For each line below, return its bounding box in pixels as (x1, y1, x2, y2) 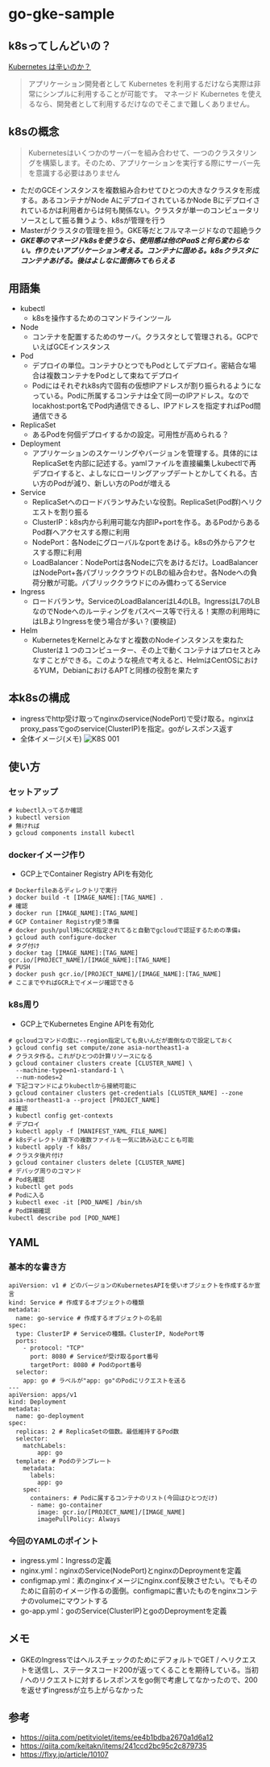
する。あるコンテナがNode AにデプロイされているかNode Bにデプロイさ (19, 195, 260, 205)
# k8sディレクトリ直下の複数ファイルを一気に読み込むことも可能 (8, 1136, 194, 1144)
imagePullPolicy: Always (37, 1515, 121, 1524)
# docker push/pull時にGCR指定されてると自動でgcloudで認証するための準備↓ (8, 926, 242, 935)
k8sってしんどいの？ (8, 39, 111, 52)
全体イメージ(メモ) (19, 734, 82, 744)
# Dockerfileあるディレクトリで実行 (8, 887, 118, 895)
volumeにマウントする (34, 1595, 109, 1605)
